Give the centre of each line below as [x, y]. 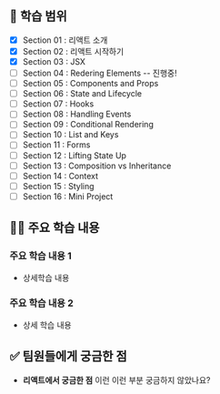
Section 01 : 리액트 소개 [65, 40]
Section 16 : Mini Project [68, 196]
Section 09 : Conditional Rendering [88, 125]
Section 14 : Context [60, 176]
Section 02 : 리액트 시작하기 [73, 51]
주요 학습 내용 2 [42, 303]
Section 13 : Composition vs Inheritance [97, 166]
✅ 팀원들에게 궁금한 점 [68, 356]
